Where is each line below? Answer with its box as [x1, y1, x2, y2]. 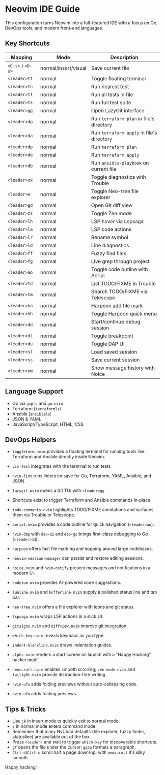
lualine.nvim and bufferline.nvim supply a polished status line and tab [12, 589, 157, 595]
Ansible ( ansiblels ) [12, 411, 52, 417]
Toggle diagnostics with [91, 173, 146, 180]
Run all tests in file [91, 91, 134, 98]
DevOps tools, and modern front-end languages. [5, 25, 104, 31]
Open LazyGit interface [91, 107, 145, 114]
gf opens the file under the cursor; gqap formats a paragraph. [12, 744, 136, 750]
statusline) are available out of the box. [12, 734, 91, 740]
